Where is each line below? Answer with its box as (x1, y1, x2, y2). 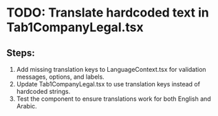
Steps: (6, 47, 35, 59)
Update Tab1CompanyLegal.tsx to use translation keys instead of (16, 80, 201, 88)
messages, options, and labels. (16, 72, 105, 81)
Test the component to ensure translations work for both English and (16, 95, 211, 103)
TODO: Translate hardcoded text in (6, 5, 209, 21)
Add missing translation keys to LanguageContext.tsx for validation (16, 66, 207, 73)
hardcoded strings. (16, 88, 71, 95)
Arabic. (16, 102, 37, 110)
